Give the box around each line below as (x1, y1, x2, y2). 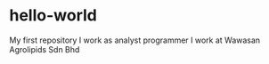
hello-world (9, 5, 98, 26)
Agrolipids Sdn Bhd (9, 44, 80, 54)
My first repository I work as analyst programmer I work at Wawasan (9, 35, 261, 45)
